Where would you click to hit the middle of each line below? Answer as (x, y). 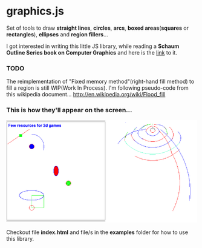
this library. (20, 239)
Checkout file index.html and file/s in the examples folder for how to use (97, 232)
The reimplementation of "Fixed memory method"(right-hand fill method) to (100, 82)
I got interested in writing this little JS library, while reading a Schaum (93, 46)
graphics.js (35, 11)
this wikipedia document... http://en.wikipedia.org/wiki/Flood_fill (86, 95)
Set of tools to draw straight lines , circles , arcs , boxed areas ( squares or (98, 28)
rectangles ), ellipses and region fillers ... (57, 34)
